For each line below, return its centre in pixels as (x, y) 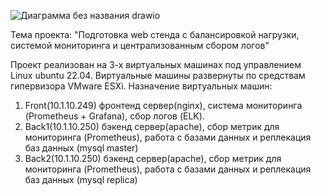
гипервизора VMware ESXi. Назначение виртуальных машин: (141, 86)
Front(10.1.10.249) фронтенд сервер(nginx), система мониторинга (163, 105)
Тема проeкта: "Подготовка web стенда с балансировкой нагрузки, (155, 34)
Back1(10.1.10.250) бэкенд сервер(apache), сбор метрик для (152, 126)
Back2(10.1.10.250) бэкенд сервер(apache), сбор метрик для (153, 158)
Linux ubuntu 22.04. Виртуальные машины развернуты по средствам (158, 75)
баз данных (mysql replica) (81, 179)
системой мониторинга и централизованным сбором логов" (140, 45)
